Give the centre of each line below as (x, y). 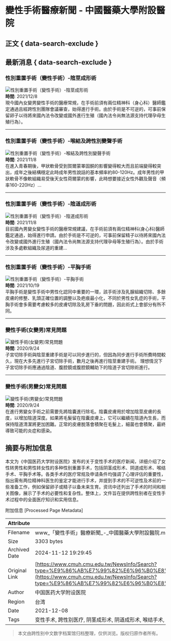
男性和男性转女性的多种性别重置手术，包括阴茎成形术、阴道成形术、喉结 (90, 468)
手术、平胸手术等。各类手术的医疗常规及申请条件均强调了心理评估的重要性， (85, 474)
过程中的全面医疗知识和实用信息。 (45, 499)
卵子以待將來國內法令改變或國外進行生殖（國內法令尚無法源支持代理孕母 (85, 115)
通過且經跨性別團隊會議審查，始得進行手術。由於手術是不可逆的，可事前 (85, 109)
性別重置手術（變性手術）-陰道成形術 (51, 204)
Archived (19, 550)
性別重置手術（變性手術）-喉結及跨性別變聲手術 (64, 141)
